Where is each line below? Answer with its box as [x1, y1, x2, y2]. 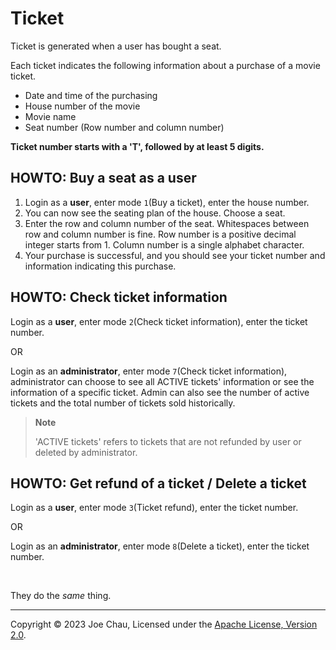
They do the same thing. [10, 590, 112, 602]
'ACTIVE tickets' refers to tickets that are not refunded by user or [34, 435, 302, 447]
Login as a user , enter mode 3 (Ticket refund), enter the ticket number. [10, 502, 299, 514]
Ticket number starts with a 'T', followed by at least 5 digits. [10, 140, 265, 152]
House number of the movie [24, 100, 141, 112]
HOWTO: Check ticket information [10, 289, 228, 306]
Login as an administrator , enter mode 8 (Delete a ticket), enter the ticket [10, 540, 310, 552]
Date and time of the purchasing [24, 89, 158, 101]
